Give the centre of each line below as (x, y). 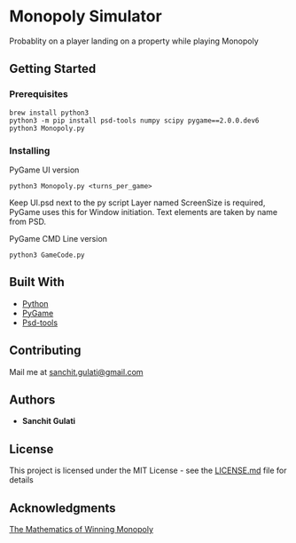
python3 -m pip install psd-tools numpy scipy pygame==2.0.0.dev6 (134, 120)
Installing (30, 150)
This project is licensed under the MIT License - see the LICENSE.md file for (148, 471)
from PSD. (28, 221)
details (21, 480)
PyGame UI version (44, 170)
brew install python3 (49, 113)
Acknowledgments (63, 508)
